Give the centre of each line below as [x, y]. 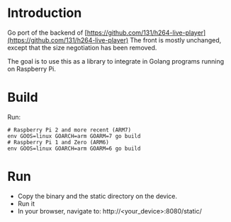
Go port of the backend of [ [47, 33]
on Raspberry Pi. [32, 69]
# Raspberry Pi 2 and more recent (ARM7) [69, 130]
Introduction [45, 13]
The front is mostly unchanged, [176, 40]
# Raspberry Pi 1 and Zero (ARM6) [58, 142]
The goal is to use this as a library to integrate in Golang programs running [116, 61]
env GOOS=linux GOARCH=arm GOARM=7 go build [74, 136]
